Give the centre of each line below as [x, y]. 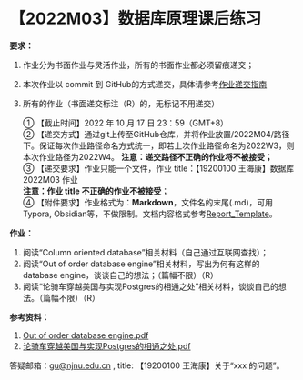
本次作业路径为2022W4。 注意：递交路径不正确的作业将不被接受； [147, 156]
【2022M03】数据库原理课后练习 [136, 19]
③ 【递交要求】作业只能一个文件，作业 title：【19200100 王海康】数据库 [158, 168]
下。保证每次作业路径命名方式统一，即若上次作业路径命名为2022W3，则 [158, 145]
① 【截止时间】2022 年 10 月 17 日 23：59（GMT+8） [126, 123]
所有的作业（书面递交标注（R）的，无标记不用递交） [121, 103]
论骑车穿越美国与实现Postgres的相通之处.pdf [106, 345]
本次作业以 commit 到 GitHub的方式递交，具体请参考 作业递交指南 [145, 84]
